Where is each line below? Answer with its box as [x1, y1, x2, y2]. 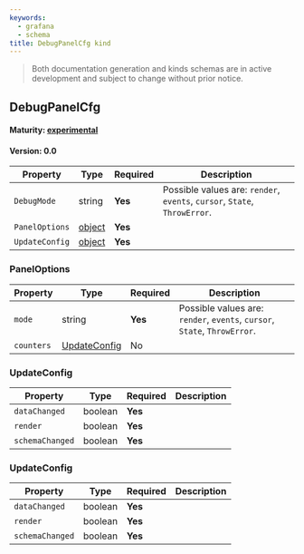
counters [14, 340, 52, 350]
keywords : [9, 13, 47, 23]
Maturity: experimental [9, 124, 99, 136]
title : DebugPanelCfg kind [9, 38, 111, 48]
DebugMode [14, 196, 56, 207]
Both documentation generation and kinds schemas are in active [31, 63, 272, 74]
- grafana [17, 22, 54, 31]
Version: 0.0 [9, 145, 57, 156]
